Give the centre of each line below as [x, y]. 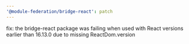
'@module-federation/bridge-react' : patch [59, 11]
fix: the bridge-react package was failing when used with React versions [95, 28]
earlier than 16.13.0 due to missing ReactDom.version [71, 34]
